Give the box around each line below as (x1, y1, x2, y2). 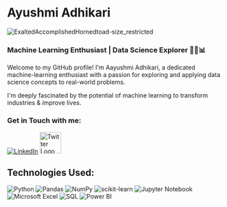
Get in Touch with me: (7, 116, 82, 125)
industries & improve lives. (7, 98, 82, 107)
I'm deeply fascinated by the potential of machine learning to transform (7, 91, 208, 100)
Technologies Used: (7, 166, 95, 178)
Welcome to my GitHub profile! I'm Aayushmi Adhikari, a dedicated (7, 63, 195, 72)
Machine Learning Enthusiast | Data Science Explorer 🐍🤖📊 (7, 45, 206, 54)
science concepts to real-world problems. (7, 78, 126, 87)
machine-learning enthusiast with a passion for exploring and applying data (7, 71, 221, 79)
